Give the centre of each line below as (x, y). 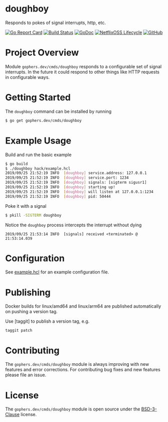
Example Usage (38, 140)
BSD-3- (149, 409)
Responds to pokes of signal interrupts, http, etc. (56, 23)
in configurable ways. (28, 77)
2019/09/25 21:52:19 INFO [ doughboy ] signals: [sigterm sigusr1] (76, 183)
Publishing (28, 292)
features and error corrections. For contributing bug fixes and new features (83, 370)
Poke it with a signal (26, 206)
